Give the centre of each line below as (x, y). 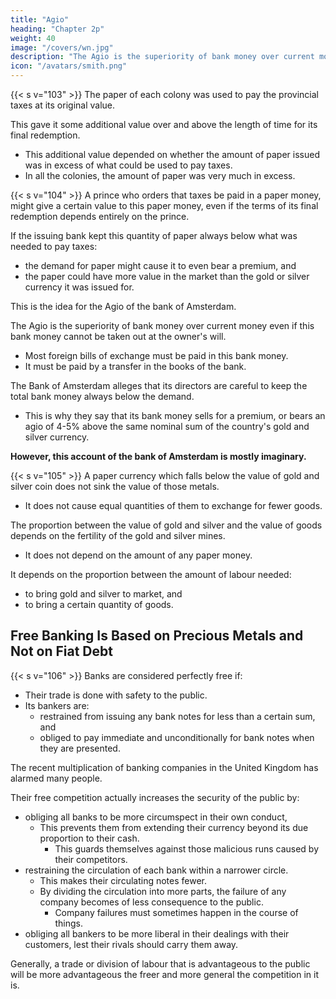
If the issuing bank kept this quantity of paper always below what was (154, 235)
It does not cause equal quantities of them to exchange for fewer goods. (173, 505)
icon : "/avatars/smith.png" (69, 66)
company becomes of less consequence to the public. (151, 902)
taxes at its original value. (63, 105)
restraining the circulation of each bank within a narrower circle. (156, 870)
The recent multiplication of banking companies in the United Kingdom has (164, 767)
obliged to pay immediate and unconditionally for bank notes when (177, 737)
